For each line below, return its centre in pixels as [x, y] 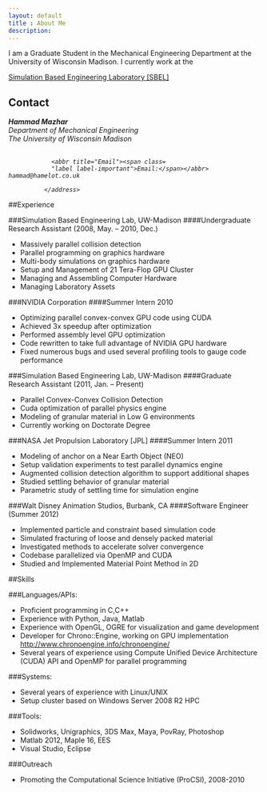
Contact [29, 102]
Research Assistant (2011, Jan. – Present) [76, 384]
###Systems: [30, 677]
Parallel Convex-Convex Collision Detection [92, 400]
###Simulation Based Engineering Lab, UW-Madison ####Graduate [120, 376]
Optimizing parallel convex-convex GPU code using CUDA [116, 318]
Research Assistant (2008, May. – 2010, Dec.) [83, 229]
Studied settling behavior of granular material [94, 482]
